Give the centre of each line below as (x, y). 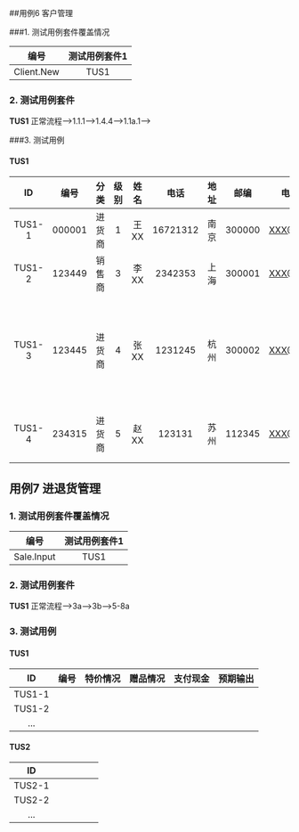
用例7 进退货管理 (55, 488)
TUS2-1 (32, 785)
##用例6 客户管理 (41, 13)
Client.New (36, 72)
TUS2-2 (32, 800)
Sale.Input (35, 557)
